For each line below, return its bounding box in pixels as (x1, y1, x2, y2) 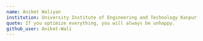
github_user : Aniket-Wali (6, 25, 72, 32)
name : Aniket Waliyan (6, 8, 61, 15)
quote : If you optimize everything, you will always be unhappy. (6, 20, 175, 26)
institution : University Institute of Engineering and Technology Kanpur (6, 14, 198, 20)
